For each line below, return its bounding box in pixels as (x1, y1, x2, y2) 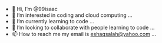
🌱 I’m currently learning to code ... (11, 18, 94, 24)
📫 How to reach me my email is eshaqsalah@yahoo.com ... (11, 31, 156, 37)
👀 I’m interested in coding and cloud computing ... (11, 12, 133, 19)
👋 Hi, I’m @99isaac (11, 6, 58, 12)
